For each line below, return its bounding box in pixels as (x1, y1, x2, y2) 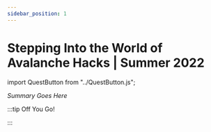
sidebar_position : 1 (7, 10, 68, 17)
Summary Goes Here (7, 91, 68, 99)
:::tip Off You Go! (7, 105, 55, 113)
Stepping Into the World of (7, 40, 163, 56)
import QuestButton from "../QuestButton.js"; (7, 78, 136, 86)
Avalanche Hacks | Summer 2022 (7, 55, 205, 70)
